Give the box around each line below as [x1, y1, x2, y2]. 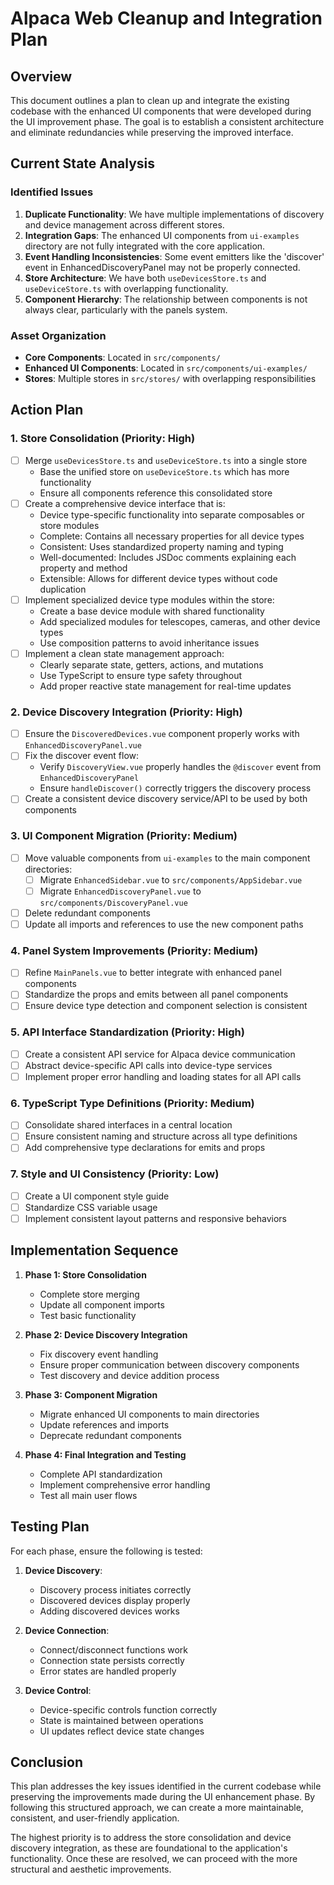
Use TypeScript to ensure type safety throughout [39, 669, 243, 681]
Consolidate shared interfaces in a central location [24, 1119, 233, 1131]
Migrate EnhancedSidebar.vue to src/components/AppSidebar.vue [39, 873, 303, 886]
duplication [39, 583, 87, 595]
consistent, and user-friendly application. [10, 1812, 180, 1824]
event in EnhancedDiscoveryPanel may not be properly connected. [24, 261, 301, 273]
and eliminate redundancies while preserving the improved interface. [10, 127, 294, 138]
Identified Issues [10, 185, 94, 199]
